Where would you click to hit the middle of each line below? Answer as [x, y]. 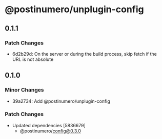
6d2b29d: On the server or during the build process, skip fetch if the [84, 54]
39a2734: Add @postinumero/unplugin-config [61, 101]
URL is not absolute [33, 59]
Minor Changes [24, 90]
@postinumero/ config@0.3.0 [50, 131]
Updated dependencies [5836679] [49, 125]
